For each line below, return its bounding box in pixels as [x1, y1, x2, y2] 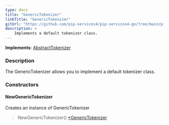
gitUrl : [5, 21, 22, 27]
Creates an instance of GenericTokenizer [5, 105, 90, 111]
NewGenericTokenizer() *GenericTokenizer [17, 114, 107, 121]
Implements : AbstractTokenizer [5, 45, 71, 50]
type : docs [5, 7, 28, 13]
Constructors [5, 81, 39, 88]
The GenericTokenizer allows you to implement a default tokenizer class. [5, 69, 155, 75]
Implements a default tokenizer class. [14, 31, 98, 36]
